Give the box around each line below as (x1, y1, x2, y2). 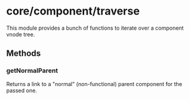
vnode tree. (6, 30, 35, 38)
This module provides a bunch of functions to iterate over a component (6, 24, 184, 32)
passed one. (6, 87, 38, 94)
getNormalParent (6, 67, 59, 75)
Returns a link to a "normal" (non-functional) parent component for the (6, 80, 183, 87)
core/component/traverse (6, 4, 140, 18)
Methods (6, 48, 41, 59)
